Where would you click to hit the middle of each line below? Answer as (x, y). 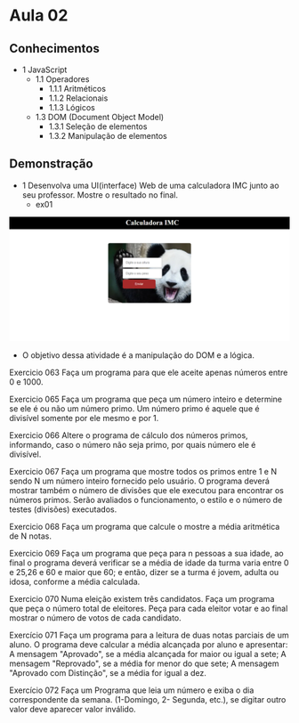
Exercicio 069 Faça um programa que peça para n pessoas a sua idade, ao (146, 554)
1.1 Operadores (62, 79)
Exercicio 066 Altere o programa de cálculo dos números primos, (129, 435)
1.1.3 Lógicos (72, 107)
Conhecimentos (54, 49)
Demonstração (51, 164)
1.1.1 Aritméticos (77, 89)
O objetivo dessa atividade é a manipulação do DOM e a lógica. (138, 355)
